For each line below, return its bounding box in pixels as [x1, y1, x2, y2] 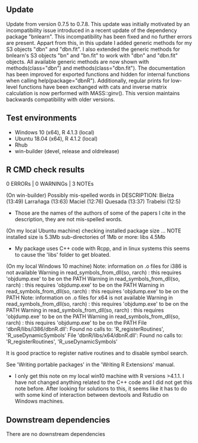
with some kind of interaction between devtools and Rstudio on [14, 392, 169, 399]
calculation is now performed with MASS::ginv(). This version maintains [6, 89, 180, 96]
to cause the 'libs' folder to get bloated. [14, 251, 111, 258]
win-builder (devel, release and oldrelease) [14, 147, 119, 154]
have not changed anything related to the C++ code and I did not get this [14, 379, 193, 386]
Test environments [6, 113, 77, 123]
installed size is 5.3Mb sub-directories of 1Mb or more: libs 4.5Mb [6, 234, 165, 241]
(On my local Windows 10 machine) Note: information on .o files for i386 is [6, 263, 187, 270]
